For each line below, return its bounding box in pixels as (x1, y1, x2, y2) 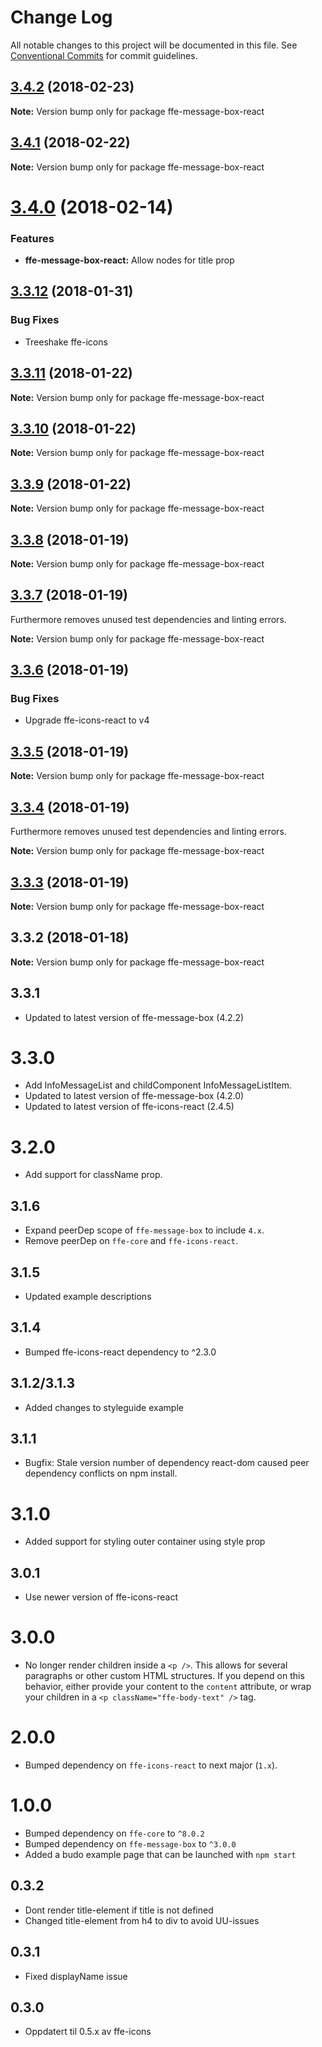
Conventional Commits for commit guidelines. (10, 49, 198, 61)
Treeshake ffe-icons (24, 336, 108, 348)
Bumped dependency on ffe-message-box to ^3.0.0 (24, 1838, 237, 1850)
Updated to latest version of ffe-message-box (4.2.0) (24, 1090, 245, 1102)
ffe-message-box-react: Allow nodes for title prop (24, 254, 235, 266)
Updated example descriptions (24, 1291, 152, 1303)
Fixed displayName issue (24, 1970, 128, 1982)
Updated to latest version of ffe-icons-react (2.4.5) (24, 1101, 235, 1113)
